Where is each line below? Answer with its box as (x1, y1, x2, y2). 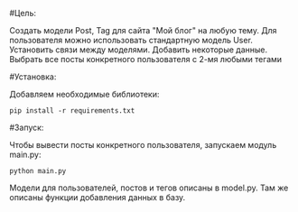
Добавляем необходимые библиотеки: (9, 89, 160, 99)
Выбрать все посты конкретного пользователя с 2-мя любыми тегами (9, 54, 283, 64)
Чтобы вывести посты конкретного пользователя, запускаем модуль (9, 140, 277, 150)
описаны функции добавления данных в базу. (9, 192, 186, 202)
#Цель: (9, 8, 37, 18)
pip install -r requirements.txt (9, 106, 135, 115)
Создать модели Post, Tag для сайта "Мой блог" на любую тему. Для (9, 25, 277, 35)
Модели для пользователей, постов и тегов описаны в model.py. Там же (9, 182, 289, 193)
